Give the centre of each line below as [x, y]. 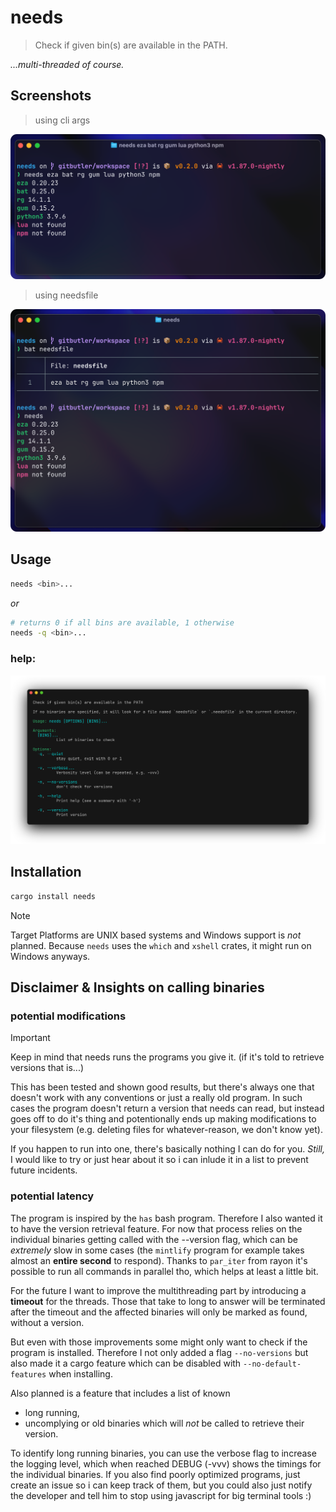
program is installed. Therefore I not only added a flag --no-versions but [159, 1352]
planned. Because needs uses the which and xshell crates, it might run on [161, 945]
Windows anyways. [50, 956]
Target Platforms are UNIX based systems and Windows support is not [156, 935]
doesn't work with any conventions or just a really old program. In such [156, 1098]
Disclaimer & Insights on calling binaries [137, 987]
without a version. [47, 1322]
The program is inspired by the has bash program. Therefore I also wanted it [166, 1218]
